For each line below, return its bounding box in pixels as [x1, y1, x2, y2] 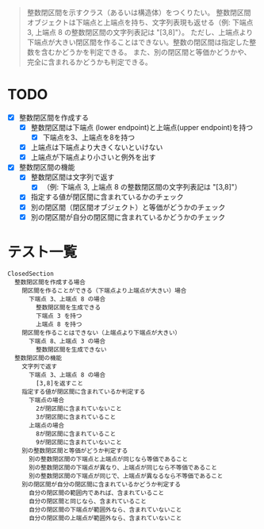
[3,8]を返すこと [36, 379, 84, 387]
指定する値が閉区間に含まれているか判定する [21, 388, 146, 396]
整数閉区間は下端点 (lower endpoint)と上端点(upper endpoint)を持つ [30, 123, 254, 132]
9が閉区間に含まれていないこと [36, 438, 122, 447]
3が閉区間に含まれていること [36, 412, 117, 421]
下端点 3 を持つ [36, 312, 82, 320]
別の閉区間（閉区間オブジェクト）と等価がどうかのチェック [30, 202, 226, 212]
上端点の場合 [28, 421, 65, 429]
